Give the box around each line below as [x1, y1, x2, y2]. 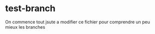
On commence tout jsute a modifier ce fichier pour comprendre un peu [5, 19, 151, 25]
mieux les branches [5, 24, 46, 30]
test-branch [5, 3, 56, 14]
